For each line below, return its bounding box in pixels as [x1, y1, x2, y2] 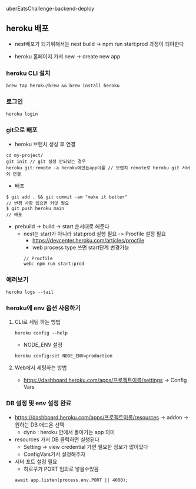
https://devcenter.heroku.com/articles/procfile [32, 237, 145, 244]
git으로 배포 [6, 126, 38, 134]
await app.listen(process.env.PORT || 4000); [14, 477, 128, 483]
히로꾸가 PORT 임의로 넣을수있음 [23, 465, 99, 472]
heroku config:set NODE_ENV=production [14, 353, 113, 359]
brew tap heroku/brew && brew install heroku [6, 83, 119, 89]
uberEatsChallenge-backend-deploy [6, 5, 95, 12]
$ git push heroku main [6, 205, 65, 211]
